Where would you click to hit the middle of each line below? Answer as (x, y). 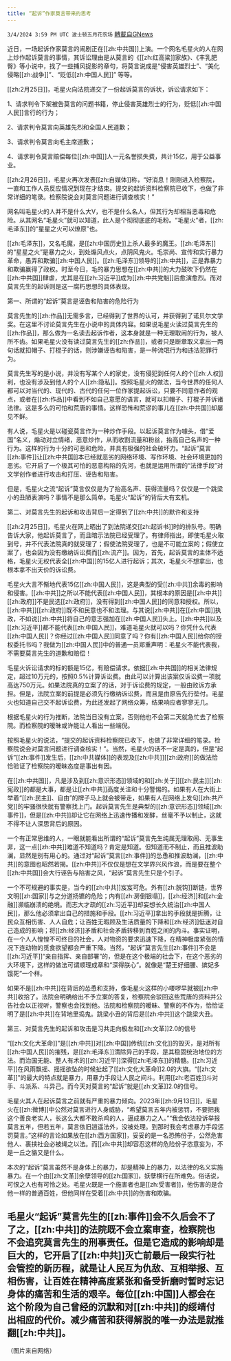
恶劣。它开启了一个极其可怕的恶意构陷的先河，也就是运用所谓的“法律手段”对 (115, 465)
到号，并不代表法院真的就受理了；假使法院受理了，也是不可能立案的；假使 (112, 543)
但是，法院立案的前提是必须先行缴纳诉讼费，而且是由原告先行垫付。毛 (118, 694)
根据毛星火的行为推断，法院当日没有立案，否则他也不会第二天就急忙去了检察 (115, 716)
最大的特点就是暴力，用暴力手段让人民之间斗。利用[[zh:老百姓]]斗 (119, 1077)
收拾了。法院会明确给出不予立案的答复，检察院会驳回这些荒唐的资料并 (117, 997)
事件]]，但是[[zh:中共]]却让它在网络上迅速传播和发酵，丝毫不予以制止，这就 (114, 815)
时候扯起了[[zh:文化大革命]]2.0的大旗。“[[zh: (147, 1069)
